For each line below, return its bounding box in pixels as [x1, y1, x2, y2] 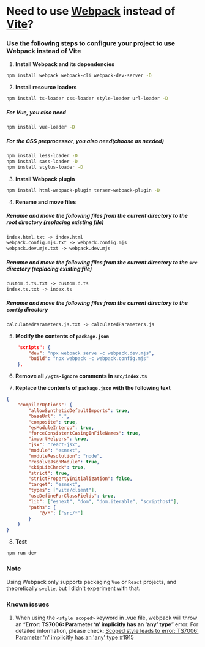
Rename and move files [15, 198, 76, 206]
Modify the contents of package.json [15, 332, 110, 340]
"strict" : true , [28, 470, 70, 476]
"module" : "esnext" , [28, 447, 81, 454]
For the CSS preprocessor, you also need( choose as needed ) [6, 137, 164, 144]
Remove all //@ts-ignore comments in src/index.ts [15, 372, 147, 380]
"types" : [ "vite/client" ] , [28, 487, 97, 493]
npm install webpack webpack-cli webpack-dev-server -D [6, 72, 152, 79]
